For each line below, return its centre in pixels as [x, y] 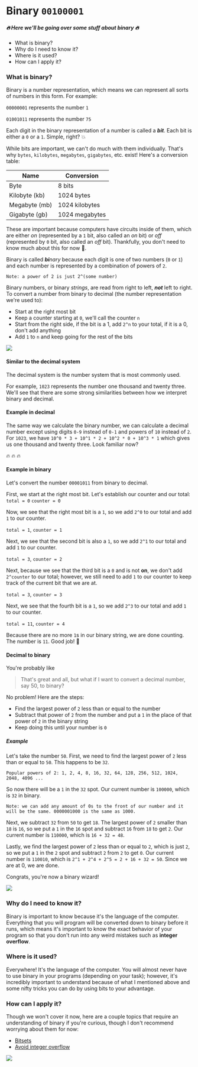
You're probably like [30, 668]
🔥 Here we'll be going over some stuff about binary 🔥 [73, 27]
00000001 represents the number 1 [47, 108]
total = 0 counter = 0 [33, 501]
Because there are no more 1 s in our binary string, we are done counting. [95, 635]
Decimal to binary [28, 655]
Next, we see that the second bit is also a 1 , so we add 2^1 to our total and [96, 541]
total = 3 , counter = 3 [34, 594]
